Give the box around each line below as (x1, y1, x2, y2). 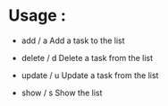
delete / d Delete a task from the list (21, 52, 154, 63)
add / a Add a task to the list (21, 35, 126, 46)
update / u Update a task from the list (21, 69, 159, 81)
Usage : (8, 5, 66, 26)
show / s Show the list (21, 87, 103, 98)
